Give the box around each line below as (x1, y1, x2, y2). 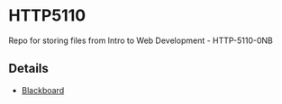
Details (8, 61, 49, 76)
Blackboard (21, 84, 65, 95)
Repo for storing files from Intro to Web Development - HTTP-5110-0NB (8, 35, 274, 46)
